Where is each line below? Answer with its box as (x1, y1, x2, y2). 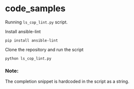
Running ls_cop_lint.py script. (5, 19, 68, 25)
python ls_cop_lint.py (5, 56, 52, 61)
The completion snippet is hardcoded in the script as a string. (5, 79, 130, 85)
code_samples (5, 3, 66, 14)
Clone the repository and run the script (5, 46, 84, 52)
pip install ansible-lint (5, 38, 58, 43)
